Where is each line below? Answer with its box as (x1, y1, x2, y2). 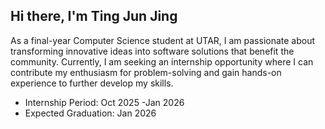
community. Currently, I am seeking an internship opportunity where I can (10, 55, 314, 68)
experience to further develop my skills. (10, 77, 174, 89)
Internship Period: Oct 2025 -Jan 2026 (24, 96, 185, 108)
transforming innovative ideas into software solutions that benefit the (10, 45, 295, 57)
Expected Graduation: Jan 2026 (24, 107, 157, 119)
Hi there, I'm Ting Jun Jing (10, 8, 178, 25)
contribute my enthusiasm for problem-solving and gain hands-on (10, 66, 282, 78)
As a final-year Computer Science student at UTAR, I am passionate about (10, 34, 316, 46)
